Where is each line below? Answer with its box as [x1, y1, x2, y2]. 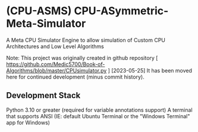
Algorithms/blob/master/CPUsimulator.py [6, 67, 107, 74]
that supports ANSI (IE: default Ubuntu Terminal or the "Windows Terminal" [6, 112, 190, 120]
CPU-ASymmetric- [74, 4, 169, 18]
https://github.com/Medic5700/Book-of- [6, 61, 105, 68]
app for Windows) [6, 119, 51, 126]
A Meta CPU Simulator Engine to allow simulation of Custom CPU [6, 36, 165, 43]
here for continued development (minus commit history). [6, 73, 144, 80]
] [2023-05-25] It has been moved [108, 67, 192, 74]
